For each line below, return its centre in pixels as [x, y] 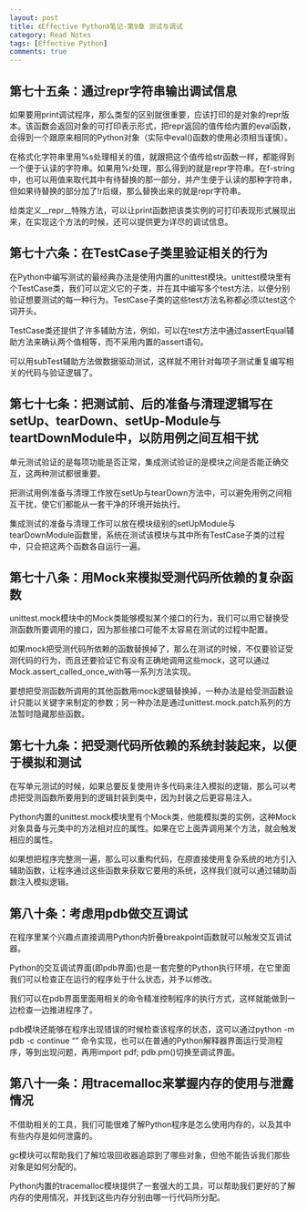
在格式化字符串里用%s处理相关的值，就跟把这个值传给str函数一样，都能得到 [152, 157]
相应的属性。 [33, 840]
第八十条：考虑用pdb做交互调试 [99, 913]
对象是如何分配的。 [46, 1166]
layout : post [34, 18]
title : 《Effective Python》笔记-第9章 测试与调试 [97, 26]
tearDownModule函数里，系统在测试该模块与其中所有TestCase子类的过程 [147, 535]
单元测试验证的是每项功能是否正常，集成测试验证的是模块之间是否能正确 [145, 462]
